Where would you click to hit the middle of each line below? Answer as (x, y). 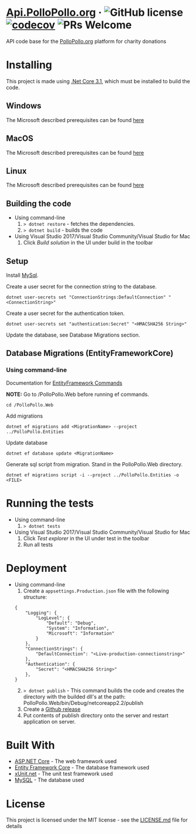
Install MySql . (23, 275)
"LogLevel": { (53, 618)
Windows (24, 106)
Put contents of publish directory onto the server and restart (96, 715)
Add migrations (25, 416)
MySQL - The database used (49, 780)
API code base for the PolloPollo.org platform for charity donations (86, 41)
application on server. (49, 721)
